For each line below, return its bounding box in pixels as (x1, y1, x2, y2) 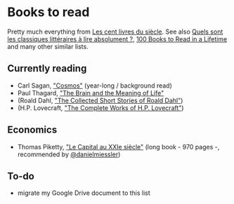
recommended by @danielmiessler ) (17, 150, 121, 158)
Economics (7, 124, 58, 136)
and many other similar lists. (7, 42, 89, 50)
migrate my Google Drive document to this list (17, 189, 151, 197)
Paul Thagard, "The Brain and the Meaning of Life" (17, 88, 164, 97)
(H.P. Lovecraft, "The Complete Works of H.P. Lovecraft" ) (17, 103, 184, 112)
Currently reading (7, 62, 87, 74)
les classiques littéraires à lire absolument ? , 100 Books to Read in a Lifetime (7, 34, 228, 43)
